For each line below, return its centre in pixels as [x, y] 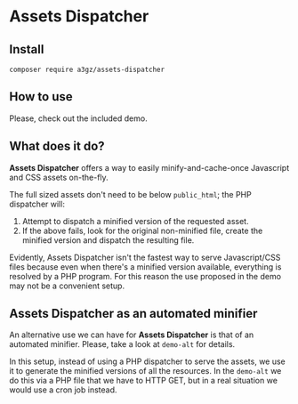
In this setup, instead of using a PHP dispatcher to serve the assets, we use [148, 361]
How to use [41, 97]
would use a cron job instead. [63, 390]
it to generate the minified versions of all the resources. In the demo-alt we [145, 371]
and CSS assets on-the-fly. [59, 177]
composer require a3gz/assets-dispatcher [87, 69]
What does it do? [57, 146]
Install [27, 49]
